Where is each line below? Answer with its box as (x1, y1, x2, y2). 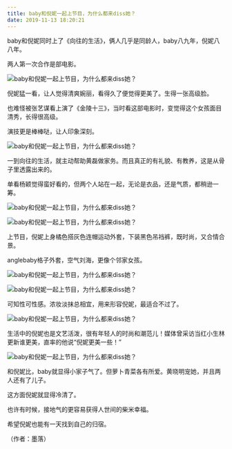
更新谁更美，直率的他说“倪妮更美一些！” (7, 338, 122, 346)
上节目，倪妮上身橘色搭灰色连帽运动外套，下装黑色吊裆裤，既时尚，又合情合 (7, 232, 225, 240)
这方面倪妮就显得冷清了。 (7, 390, 80, 399)
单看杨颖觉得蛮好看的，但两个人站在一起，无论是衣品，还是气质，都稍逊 (7, 180, 213, 188)
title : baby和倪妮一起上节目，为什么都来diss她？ (7, 10, 136, 17)
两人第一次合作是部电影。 (7, 59, 80, 68)
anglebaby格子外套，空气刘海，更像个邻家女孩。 (7, 256, 146, 264)
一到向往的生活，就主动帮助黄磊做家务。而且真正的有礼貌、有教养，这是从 (7, 156, 219, 164)
